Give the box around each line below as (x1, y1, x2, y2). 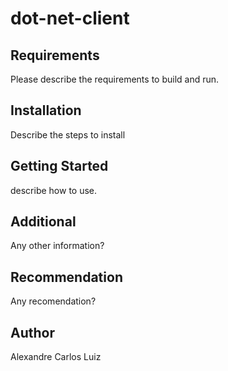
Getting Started (10, 158, 109, 175)
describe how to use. (10, 184, 98, 196)
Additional (10, 213, 77, 231)
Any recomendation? (10, 295, 97, 307)
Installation (10, 102, 82, 119)
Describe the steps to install (10, 128, 126, 141)
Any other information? (10, 240, 105, 252)
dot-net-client (10, 7, 130, 30)
